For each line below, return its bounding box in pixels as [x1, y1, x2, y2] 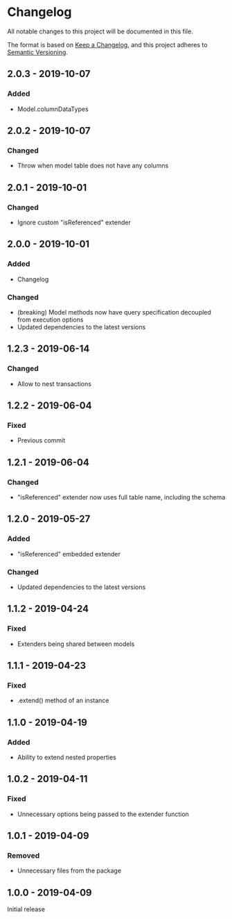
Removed [7, 851, 40, 861]
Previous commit [17, 436, 66, 445]
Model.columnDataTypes [17, 105, 89, 113]
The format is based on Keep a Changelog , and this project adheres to [7, 40, 208, 49]
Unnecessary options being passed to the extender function [17, 810, 189, 818]
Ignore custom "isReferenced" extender [17, 218, 132, 226]
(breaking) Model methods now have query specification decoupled [17, 308, 211, 316]
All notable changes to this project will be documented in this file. [7, 27, 194, 35]
